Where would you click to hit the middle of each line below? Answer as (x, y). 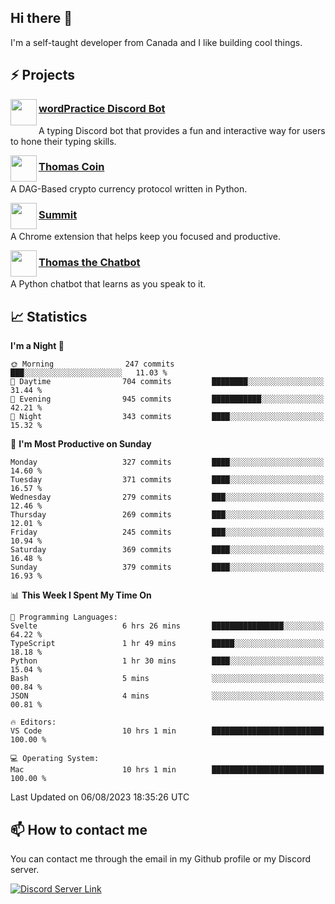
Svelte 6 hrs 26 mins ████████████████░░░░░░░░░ (167, 626)
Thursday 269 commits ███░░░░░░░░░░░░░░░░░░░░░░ (167, 515)
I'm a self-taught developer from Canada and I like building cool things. (156, 42)
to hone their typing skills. (63, 141)
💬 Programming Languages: (64, 617)
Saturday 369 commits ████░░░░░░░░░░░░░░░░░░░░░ (167, 550)
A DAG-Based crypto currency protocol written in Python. (129, 188)
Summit (58, 214)
